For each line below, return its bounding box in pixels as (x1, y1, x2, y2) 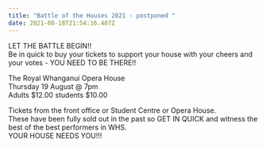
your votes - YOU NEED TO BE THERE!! (8, 57, 137, 68)
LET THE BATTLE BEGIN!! (8, 41, 92, 50)
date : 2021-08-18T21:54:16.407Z (8, 19, 115, 27)
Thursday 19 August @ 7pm (8, 81, 98, 91)
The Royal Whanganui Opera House (8, 73, 125, 83)
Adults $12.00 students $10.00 (8, 90, 108, 99)
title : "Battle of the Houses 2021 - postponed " (8, 11, 176, 20)
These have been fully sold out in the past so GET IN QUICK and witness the (8, 114, 258, 123)
